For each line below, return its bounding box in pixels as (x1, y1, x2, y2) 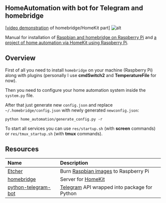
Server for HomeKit (60, 176, 105, 183)
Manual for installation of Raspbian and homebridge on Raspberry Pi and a (5, 34, 157, 40)
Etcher (7, 168, 23, 175)
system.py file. (5, 92, 34, 98)
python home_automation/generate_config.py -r (5, 117, 103, 122)
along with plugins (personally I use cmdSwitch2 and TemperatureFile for (5, 72, 157, 78)
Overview (5, 54, 36, 62)
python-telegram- (7, 184, 51, 191)
